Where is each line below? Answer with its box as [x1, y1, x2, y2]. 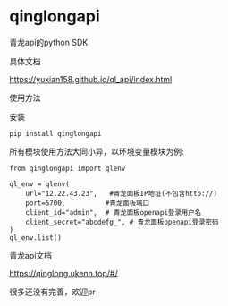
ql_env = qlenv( [9, 179, 70, 189]
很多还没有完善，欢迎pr [9, 286, 96, 297]
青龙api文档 [9, 250, 52, 260]
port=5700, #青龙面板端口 [25, 199, 150, 208]
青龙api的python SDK [9, 37, 89, 47]
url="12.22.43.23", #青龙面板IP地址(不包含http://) [25, 189, 217, 198]
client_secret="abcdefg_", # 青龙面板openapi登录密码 [25, 217, 219, 226]
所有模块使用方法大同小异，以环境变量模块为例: [9, 146, 185, 157]
